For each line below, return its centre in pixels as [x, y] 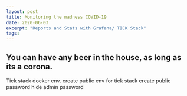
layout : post [22, 11]
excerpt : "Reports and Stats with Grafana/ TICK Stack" [76, 28]
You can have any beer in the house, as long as [94, 57]
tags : [13, 34]
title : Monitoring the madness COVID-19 [57, 17]
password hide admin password [45, 87]
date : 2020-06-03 [27, 22]
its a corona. [29, 66]
